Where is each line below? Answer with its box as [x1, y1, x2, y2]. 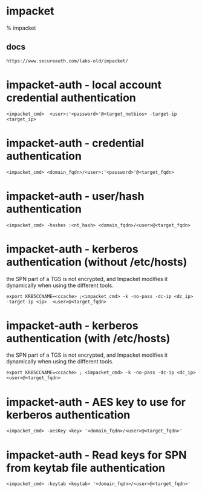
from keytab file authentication [6, 461, 165, 475]
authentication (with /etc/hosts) [6, 331, 171, 345]
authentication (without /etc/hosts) [6, 255, 187, 269]
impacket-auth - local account [6, 78, 162, 91]
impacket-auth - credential [6, 136, 145, 150]
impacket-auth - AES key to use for [6, 395, 186, 409]
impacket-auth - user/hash [6, 189, 145, 203]
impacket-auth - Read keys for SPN [6, 448, 187, 462]
